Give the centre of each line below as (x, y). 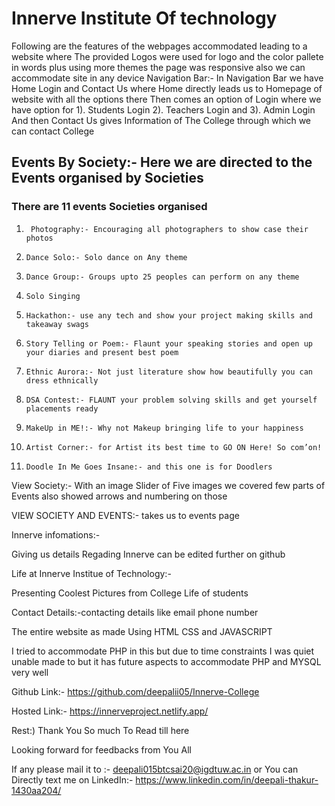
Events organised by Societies (107, 178)
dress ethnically (62, 380)
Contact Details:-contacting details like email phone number (135, 612)
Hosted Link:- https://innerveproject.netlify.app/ (110, 711)
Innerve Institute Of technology (144, 18)
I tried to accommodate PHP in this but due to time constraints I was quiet (163, 651)
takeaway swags (57, 324)
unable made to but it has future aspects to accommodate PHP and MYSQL (166, 661)
